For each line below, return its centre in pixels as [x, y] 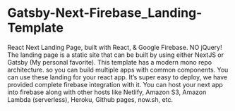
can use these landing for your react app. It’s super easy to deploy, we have [117, 77]
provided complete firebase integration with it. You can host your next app [115, 84]
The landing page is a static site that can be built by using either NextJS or [116, 55]
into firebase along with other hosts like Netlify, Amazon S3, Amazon [107, 92]
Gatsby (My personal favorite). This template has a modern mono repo [110, 62]
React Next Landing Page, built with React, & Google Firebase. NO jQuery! [115, 47]
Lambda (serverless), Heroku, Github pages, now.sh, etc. [90, 99]
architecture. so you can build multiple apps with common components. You [118, 70]
